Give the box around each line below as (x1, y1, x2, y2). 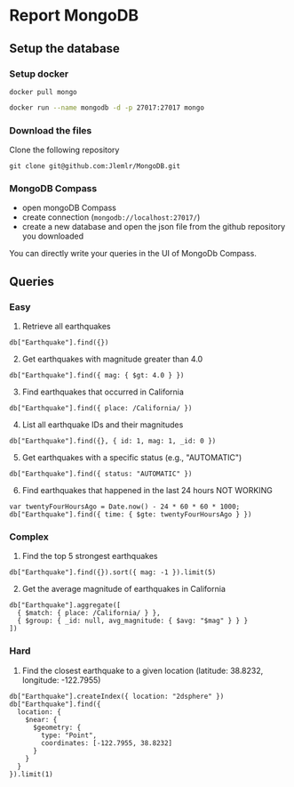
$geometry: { (32, 723, 82, 732)
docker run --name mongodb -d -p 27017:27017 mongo (9, 103, 204, 112)
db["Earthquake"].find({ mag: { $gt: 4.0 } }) (9, 371, 185, 380)
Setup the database (9, 41, 120, 56)
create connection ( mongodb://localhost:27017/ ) (21, 212, 201, 223)
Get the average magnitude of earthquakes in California (21, 584, 226, 595)
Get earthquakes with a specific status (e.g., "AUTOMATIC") (21, 452, 242, 463)
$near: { (25, 715, 58, 724)
